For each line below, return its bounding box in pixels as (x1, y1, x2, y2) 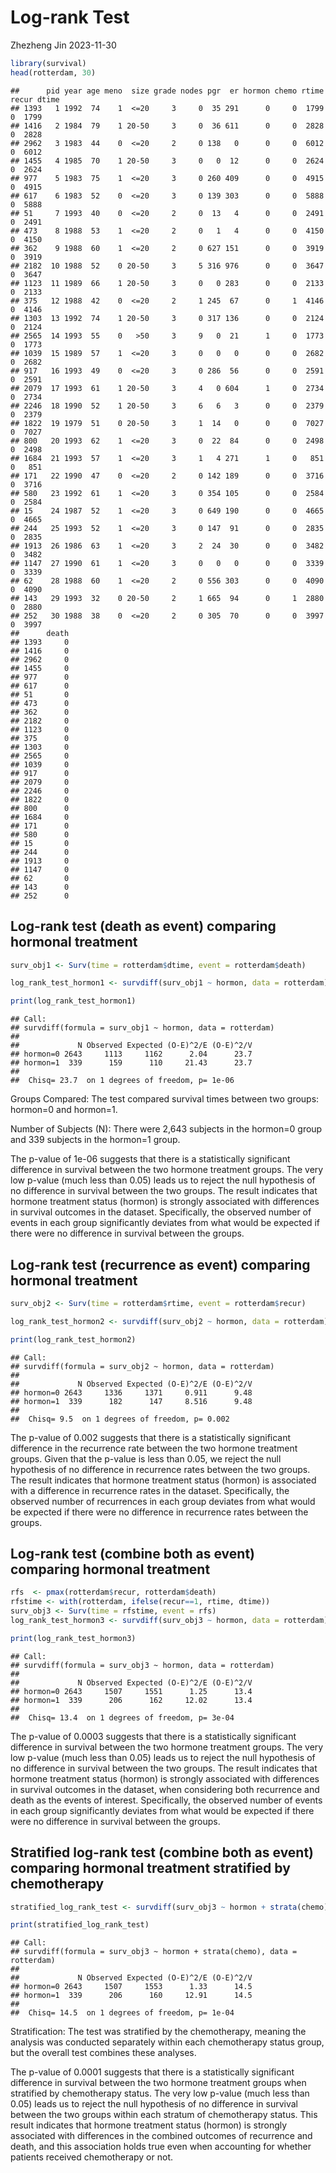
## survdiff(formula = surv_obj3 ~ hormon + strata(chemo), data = (10, 1947, 298, 1957)
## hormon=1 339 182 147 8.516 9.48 (10, 1396, 253, 1406)
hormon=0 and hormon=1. (10, 1104, 118, 1116)
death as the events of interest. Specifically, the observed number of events (10, 1794, 323, 1806)
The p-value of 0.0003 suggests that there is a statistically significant (10, 1730, 297, 1742)
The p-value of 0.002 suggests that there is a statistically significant (10, 1431, 292, 1443)
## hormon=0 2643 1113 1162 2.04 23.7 (10, 1049, 253, 1060)
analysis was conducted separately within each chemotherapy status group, (10, 2036, 325, 2048)
